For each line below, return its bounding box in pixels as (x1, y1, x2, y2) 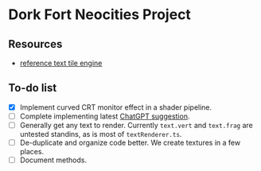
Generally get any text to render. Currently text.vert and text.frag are (19, 120, 253, 130)
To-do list (8, 81, 57, 95)
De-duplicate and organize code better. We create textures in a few (19, 138, 241, 147)
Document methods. (19, 155, 88, 165)
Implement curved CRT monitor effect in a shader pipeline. (19, 102, 212, 112)
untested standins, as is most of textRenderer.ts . (19, 130, 182, 138)
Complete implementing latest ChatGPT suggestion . (19, 111, 190, 121)
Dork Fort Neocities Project (8, 6, 191, 24)
